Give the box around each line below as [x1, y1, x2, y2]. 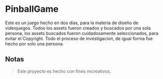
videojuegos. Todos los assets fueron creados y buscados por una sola [5, 25, 151, 31]
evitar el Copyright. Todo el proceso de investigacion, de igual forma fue [5, 36, 153, 41]
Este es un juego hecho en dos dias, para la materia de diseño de [5, 20, 139, 26]
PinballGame [5, 3, 59, 15]
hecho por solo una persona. [5, 40, 64, 46]
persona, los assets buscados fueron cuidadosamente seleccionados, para [5, 30, 159, 36]
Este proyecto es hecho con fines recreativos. [17, 68, 111, 74]
